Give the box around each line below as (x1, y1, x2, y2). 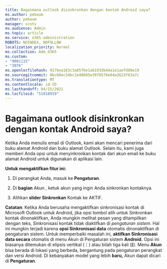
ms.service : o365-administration (5, 36, 75, 41)
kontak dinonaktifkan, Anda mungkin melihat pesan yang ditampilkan (5, 215, 147, 221)
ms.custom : (5, 54, 28, 59)
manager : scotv (5, 21, 37, 27)
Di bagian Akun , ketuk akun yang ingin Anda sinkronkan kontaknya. (12, 185, 153, 191)
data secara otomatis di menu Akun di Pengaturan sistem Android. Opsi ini (5, 236, 160, 242)
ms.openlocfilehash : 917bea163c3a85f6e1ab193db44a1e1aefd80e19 (5, 68, 140, 73)
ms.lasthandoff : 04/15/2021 (5, 86, 64, 92)
